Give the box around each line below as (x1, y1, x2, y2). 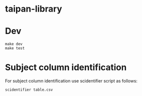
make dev (5, 42, 23, 47)
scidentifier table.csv (5, 87, 53, 93)
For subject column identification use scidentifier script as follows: (5, 78, 138, 84)
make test (5, 46, 25, 51)
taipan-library (5, 3, 62, 15)
